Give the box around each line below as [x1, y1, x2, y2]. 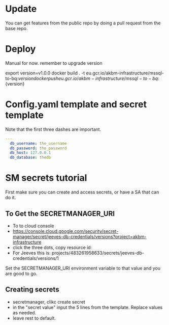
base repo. [5, 25, 28, 31]
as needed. [12, 309, 37, 316]
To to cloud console [12, 223, 54, 229]
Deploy [5, 43, 36, 55]
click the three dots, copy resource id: [12, 244, 92, 250]
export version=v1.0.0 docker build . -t [5, 70, 85, 76]
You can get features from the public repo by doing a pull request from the [5, 20, 161, 26]
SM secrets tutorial [5, 172, 87, 184]
